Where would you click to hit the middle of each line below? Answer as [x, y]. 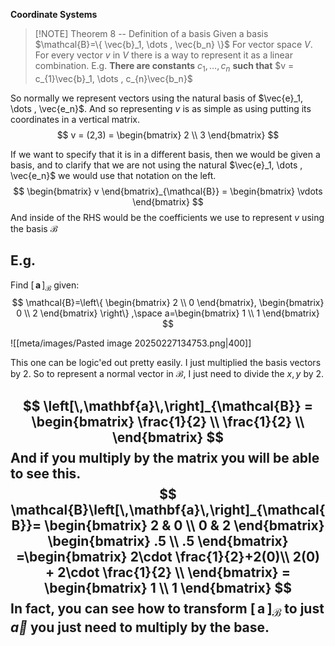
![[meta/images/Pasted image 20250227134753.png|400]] [131, 343]
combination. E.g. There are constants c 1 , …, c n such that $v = [164, 67]
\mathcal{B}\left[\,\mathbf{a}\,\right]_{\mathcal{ [168, 509]
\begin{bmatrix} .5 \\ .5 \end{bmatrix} [168, 540]
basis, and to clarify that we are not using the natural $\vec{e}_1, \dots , [156, 165]
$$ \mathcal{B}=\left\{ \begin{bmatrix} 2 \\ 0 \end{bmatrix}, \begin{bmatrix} [168, 303]
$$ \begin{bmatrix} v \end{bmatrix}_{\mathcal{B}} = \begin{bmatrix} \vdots [168, 191]
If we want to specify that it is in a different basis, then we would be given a [165, 154]
